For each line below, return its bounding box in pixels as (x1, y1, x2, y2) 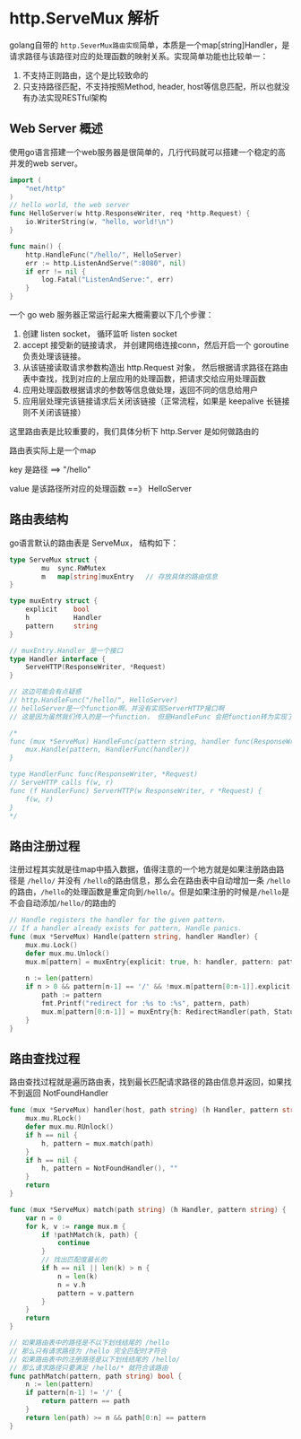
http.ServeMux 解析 (9, 8, 159, 29)
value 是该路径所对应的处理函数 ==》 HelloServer (9, 484, 193, 493)
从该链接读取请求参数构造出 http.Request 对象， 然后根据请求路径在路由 (21, 362, 288, 372)
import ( (9, 176, 42, 185)
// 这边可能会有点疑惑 (9, 687, 82, 696)
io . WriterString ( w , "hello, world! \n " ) (25, 217, 175, 227)
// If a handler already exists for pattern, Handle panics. (9, 924, 243, 933)
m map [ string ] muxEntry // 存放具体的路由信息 (41, 571, 218, 581)
